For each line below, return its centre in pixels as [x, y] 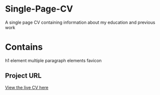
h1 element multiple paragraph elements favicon [53, 60]
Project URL [23, 76]
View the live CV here [27, 87]
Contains [24, 47]
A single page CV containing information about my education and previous [80, 22]
